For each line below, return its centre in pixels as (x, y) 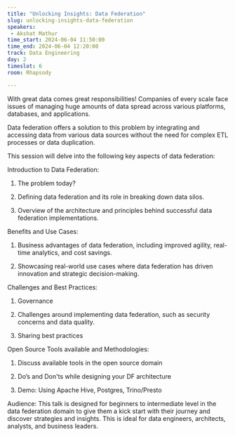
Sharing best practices (50, 335)
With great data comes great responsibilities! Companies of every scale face (118, 98)
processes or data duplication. (51, 142)
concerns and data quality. (56, 322)
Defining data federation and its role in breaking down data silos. (111, 197)
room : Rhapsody (29, 72)
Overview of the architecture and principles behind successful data (115, 210)
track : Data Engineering (43, 53)
